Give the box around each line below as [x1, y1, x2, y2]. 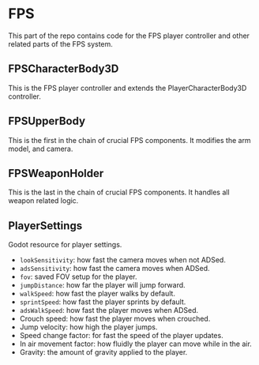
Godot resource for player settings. [8, 240, 122, 250]
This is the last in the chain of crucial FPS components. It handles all [8, 187, 231, 198]
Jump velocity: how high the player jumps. [19, 322, 158, 332]
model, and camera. [8, 144, 73, 153]
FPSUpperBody [8, 115, 85, 128]
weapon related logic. [8, 196, 79, 205]
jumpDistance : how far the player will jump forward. [19, 280, 186, 290]
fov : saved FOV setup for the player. [19, 272, 137, 281]
